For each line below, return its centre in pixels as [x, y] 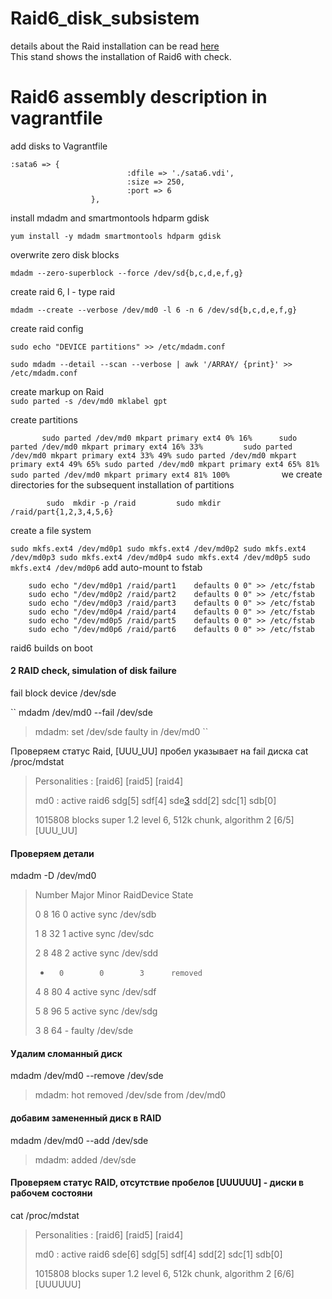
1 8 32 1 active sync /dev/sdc [94, 934]
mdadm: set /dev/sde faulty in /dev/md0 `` [121, 732]
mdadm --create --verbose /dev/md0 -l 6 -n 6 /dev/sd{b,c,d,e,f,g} [154, 310]
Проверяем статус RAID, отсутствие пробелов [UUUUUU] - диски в [157, 1183]
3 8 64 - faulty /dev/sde [84, 1031]
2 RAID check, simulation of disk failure [93, 671]
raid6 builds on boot [51, 648]
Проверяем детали [52, 853]
